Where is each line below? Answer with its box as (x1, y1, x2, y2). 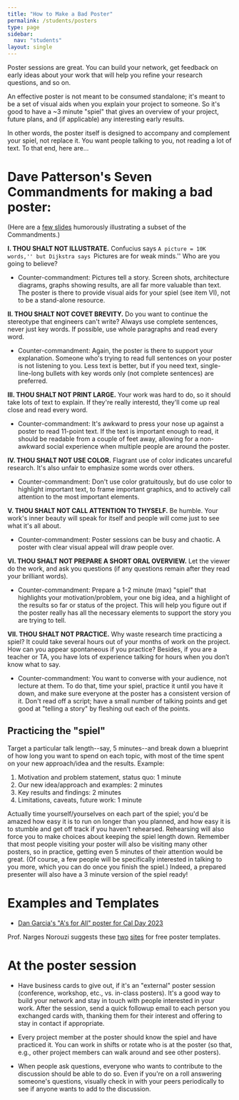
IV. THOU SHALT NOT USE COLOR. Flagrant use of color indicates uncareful (7, 456, 233, 464)
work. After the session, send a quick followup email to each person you (17, 1004, 230, 1012)
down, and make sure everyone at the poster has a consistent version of (17, 689, 230, 698)
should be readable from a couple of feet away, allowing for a (17, 434, 198, 443)
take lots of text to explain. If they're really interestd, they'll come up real (7, 397, 220, 407)
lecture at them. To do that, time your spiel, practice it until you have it (17, 681, 223, 690)
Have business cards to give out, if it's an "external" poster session (17, 981, 215, 989)
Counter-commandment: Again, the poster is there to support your (17, 346, 213, 355)
